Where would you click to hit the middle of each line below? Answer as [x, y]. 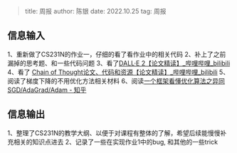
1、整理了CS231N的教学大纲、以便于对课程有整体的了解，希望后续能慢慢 [114, 133]
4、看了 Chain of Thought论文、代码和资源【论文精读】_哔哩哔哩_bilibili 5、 [118, 72]
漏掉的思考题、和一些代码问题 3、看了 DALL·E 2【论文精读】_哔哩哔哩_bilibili [119, 63]
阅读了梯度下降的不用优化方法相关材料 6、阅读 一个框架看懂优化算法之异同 [116, 80]
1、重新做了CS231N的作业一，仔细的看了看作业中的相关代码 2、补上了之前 [117, 54]
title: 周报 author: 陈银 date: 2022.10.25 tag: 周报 [95, 11]
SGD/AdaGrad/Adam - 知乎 [47, 90]
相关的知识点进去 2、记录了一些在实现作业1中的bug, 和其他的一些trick [116, 142]
